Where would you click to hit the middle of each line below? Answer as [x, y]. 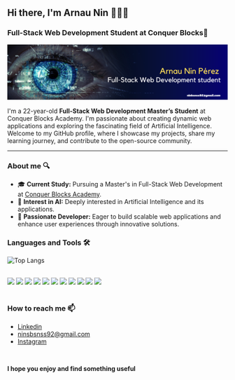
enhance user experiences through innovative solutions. [98, 224]
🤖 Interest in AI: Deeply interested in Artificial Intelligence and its [111, 201]
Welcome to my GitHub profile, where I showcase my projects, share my [111, 133]
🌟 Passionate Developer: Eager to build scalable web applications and [119, 216]
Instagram [32, 341]
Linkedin [30, 326]
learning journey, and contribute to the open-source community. [100, 140]
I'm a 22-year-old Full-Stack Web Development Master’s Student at [107, 111]
